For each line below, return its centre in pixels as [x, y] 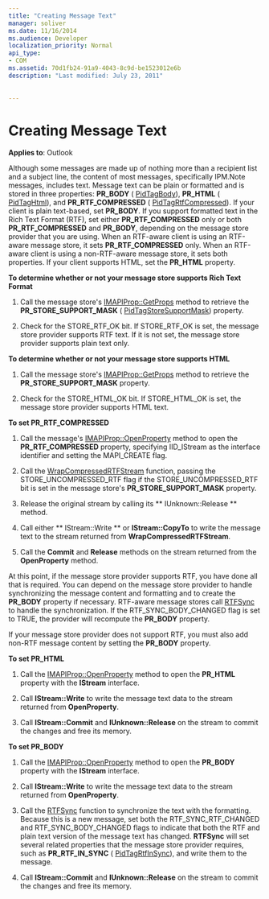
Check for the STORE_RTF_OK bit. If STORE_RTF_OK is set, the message [139, 326]
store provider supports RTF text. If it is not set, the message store [130, 335]
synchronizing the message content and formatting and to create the [122, 593]
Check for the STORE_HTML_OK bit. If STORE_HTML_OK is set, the [130, 398]
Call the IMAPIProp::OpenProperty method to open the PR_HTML [127, 674]
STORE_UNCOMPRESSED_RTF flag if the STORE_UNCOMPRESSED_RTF [139, 480]
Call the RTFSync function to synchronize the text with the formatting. [135, 810]
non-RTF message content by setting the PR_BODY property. [110, 643]
